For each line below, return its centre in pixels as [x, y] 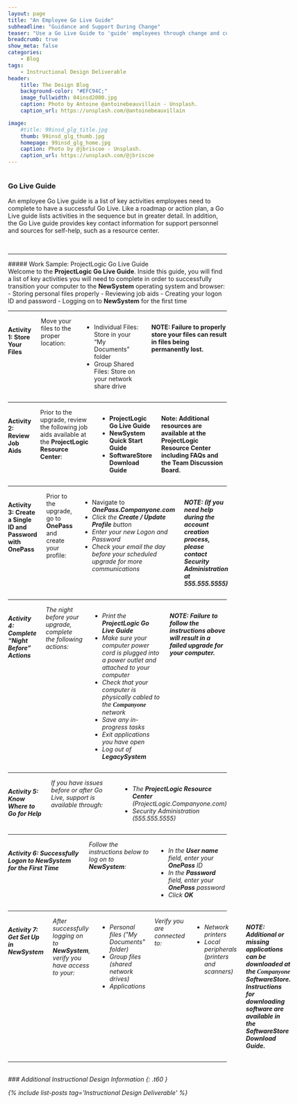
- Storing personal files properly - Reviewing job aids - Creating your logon [115, 294]
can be [256, 957]
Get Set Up [24, 937]
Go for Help [25, 813]
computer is [119, 690]
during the [199, 517]
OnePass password [197, 888]
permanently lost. [177, 349]
